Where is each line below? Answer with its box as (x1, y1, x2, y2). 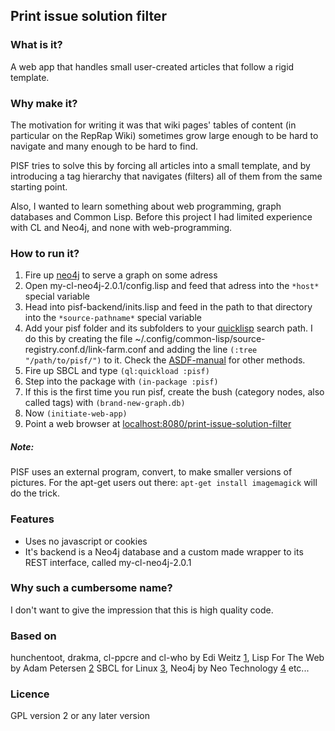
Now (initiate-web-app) (24, 407, 128, 419)
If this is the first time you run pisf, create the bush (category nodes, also (24, 386, 325, 398)
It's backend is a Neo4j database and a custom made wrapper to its (24, 545, 304, 558)
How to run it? (10, 246, 80, 260)
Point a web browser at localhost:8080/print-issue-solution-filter (24, 418, 292, 430)
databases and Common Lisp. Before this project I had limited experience (10, 210, 313, 223)
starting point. (10, 180, 68, 193)
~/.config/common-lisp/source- (134, 333, 266, 345)
